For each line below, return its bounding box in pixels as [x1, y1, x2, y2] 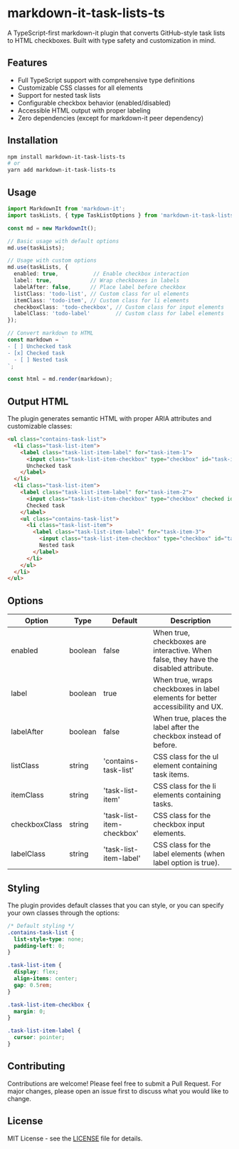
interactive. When [152, 645, 212, 655]
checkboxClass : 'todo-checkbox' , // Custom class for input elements [14, 303, 224, 311]
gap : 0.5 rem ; [14, 981, 53, 989]
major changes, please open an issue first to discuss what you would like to [7, 1086, 229, 1096]
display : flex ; [14, 969, 59, 976]
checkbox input [152, 819, 205, 829]
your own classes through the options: [7, 908, 120, 917]
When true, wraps [152, 675, 213, 685]
